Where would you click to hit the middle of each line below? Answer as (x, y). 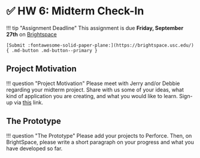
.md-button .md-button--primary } (54, 50)
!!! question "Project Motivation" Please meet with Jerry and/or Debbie (93, 83)
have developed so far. (34, 148)
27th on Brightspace (31, 34)
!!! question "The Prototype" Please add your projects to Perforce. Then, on (99, 135)
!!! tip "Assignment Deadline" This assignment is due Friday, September (95, 28)
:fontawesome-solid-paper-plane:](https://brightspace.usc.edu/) (111, 45)
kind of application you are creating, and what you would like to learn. (92, 96)
